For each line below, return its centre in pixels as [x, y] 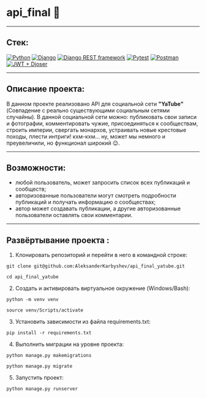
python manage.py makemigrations [49, 356]
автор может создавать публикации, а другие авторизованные [98, 209]
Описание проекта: [45, 89]
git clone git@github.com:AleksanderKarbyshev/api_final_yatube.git [96, 266]
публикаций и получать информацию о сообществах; [86, 202]
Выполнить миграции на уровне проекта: [70, 344]
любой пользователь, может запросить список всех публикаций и [102, 183]
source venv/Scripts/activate [45, 310]
